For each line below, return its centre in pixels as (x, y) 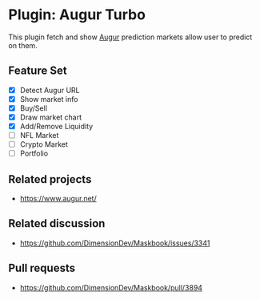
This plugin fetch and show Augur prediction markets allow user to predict (130, 37)
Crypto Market (44, 144)
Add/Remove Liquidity (56, 126)
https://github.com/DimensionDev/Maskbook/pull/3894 (111, 287)
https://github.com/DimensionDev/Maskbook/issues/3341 (115, 243)
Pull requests (42, 268)
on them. (23, 45)
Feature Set (38, 71)
